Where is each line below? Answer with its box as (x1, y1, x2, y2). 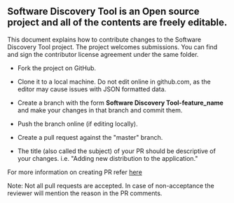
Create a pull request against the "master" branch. (17, 133, 163, 141)
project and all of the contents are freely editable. (7, 17, 228, 29)
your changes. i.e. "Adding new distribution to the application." (17, 154, 198, 162)
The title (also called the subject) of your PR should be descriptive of (17, 147, 216, 155)
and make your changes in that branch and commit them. (17, 105, 183, 114)
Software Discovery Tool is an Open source (7, 6, 200, 18)
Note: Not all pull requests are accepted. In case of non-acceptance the (7, 181, 215, 190)
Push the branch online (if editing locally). (17, 119, 138, 128)
